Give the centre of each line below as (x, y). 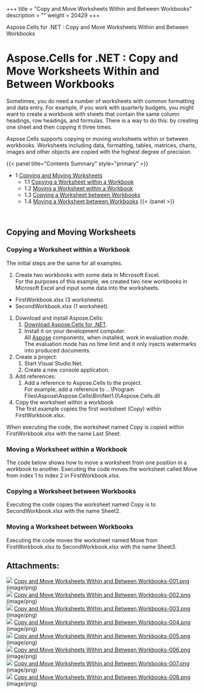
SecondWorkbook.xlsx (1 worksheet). (62, 306)
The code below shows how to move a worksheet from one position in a (97, 462)
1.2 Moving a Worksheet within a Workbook (79, 188)
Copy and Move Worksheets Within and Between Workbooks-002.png (102, 595)
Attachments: (33, 566)
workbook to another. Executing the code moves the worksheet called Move (102, 469)
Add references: (35, 376)
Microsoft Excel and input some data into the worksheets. (87, 288)
